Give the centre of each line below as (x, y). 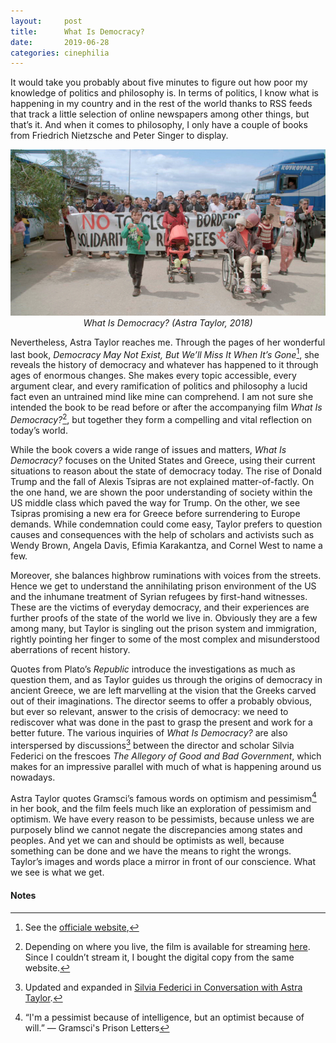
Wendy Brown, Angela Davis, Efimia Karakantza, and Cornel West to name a (166, 545)
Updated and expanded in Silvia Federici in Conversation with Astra (163, 987)
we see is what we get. (57, 872)
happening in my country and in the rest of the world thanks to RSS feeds (161, 104)
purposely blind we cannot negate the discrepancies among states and (156, 830)
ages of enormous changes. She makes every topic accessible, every (153, 376)
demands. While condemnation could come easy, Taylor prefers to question (166, 524)
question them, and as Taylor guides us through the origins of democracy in (166, 679)
